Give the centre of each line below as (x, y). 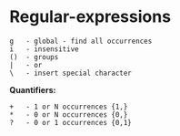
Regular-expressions (90, 17)
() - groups (34, 57)
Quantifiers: (33, 89)
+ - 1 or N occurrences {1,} (69, 107)
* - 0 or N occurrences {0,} (69, 115)
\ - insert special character (70, 73)
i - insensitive (44, 49)
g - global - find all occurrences (81, 41)
